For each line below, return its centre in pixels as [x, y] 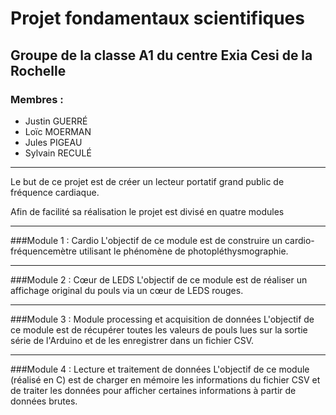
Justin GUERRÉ [56, 121]
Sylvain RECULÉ [58, 153]
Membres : [37, 99]
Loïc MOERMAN [58, 131]
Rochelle [38, 70]
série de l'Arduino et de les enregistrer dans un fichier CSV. [132, 340]
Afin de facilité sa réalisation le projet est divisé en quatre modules [147, 211]
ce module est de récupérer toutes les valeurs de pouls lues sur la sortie [159, 329]
